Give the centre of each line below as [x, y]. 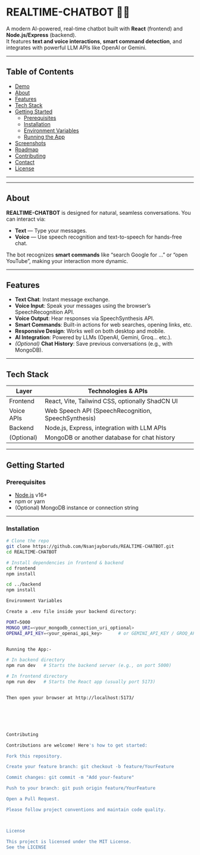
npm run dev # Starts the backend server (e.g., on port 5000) [89, 666]
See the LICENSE [26, 847]
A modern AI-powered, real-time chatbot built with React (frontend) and [95, 29]
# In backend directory [36, 660]
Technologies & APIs [118, 391]
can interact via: [26, 219]
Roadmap [26, 149]
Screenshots [30, 143]
